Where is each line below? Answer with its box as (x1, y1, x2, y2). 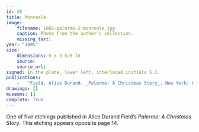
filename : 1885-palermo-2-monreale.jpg (17, 25, 115, 31)
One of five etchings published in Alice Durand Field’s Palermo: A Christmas (6, 113, 192, 120)
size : (6, 47, 20, 53)
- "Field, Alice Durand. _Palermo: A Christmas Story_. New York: (17, 81, 190, 86)
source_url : (17, 63, 46, 70)
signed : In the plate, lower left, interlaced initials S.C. (6, 69, 161, 75)
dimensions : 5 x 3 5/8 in (17, 53, 81, 59)
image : (6, 20, 23, 25)
